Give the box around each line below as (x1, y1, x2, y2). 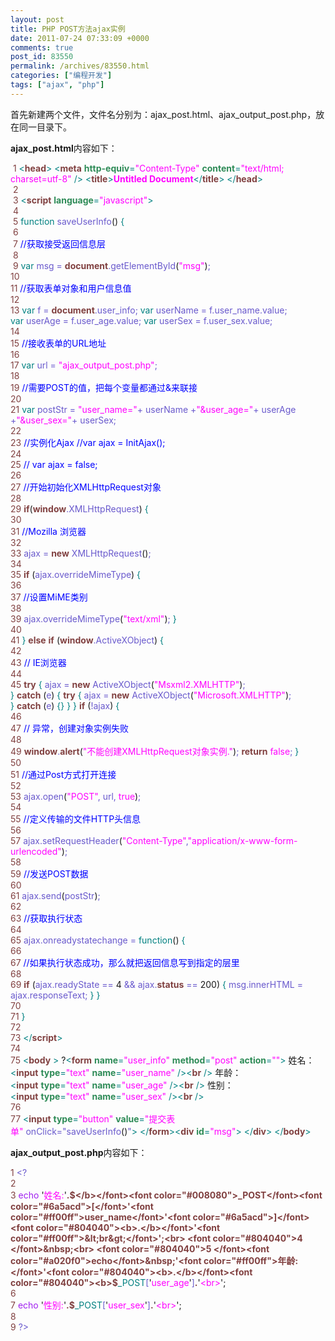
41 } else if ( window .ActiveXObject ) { (10, 634, 165, 646)
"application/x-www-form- (187, 834, 298, 846)
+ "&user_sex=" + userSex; (10, 414, 117, 426)
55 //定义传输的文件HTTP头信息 (10, 812, 142, 825)
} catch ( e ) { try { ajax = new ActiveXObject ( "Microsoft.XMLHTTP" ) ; (10, 689, 292, 701)
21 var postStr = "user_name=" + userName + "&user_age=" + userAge (10, 403, 297, 415)
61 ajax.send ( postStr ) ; (10, 889, 101, 901)
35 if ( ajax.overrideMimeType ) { (10, 568, 141, 580)
